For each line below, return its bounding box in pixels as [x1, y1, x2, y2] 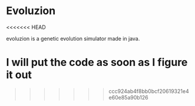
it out [6, 68, 32, 82]
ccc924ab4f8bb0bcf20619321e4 [108, 87, 190, 95]
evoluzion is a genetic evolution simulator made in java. [6, 35, 140, 42]
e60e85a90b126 [108, 94, 148, 101]
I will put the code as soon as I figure [6, 56, 188, 69]
